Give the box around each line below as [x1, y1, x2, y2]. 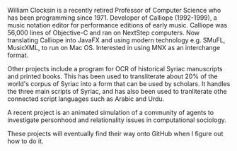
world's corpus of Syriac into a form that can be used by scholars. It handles [7, 80, 231, 87]
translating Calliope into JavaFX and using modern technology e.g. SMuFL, [7, 36, 226, 44]
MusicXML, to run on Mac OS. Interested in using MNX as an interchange [7, 44, 221, 52]
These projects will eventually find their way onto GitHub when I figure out [7, 130, 224, 138]
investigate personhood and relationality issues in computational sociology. [7, 116, 226, 124]
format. [7, 51, 29, 59]
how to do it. [7, 137, 44, 145]
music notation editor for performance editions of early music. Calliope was [7, 21, 228, 29]
